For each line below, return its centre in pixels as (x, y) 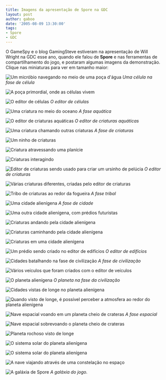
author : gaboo (20, 19)
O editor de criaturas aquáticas (107, 121)
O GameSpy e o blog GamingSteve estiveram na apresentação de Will (77, 51)
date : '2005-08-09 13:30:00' (36, 24)
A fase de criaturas (114, 130)
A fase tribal (103, 193)
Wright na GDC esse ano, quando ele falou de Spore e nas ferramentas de (82, 57)
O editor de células (69, 101)
